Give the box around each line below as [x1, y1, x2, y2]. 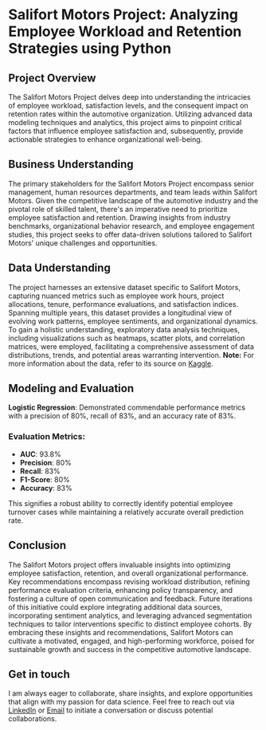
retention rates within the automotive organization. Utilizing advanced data [8, 109, 253, 119]
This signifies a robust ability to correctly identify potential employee [8, 498, 233, 508]
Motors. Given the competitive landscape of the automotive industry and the [8, 195, 259, 205]
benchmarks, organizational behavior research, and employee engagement [8, 221, 255, 230]
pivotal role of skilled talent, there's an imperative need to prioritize [8, 204, 228, 214]
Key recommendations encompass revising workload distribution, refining [8, 576, 251, 587]
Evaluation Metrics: [8, 431, 86, 442]
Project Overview [8, 71, 96, 84]
